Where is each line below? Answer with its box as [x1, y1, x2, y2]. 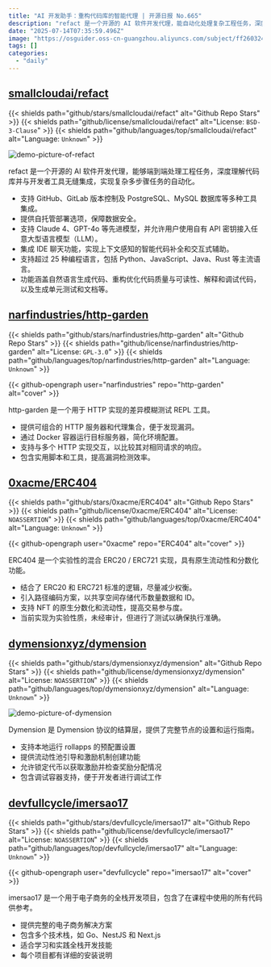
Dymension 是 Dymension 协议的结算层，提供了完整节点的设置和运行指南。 [8, 725, 260, 735]
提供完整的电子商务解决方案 [19, 919, 113, 929]
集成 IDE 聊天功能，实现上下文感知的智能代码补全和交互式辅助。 [19, 244, 234, 253]
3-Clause [8, 127, 38, 135]
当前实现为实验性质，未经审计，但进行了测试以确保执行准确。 [19, 613, 226, 622]
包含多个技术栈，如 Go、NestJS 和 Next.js [19, 930, 161, 940]
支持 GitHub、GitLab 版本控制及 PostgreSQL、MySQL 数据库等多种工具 [19, 193, 257, 203]
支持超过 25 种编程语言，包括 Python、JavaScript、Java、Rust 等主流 [19, 253, 254, 263]
